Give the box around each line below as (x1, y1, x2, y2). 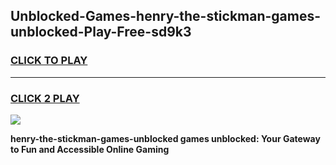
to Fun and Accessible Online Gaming (10, 143, 170, 155)
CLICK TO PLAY (10, 54, 88, 68)
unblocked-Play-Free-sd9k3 (10, 24, 192, 41)
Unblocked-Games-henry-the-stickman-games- (10, 8, 322, 25)
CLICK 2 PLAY (10, 91, 80, 105)
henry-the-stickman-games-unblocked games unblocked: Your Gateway (10, 132, 321, 144)
